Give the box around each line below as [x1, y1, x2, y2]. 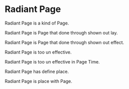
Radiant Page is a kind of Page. [5, 20, 69, 26]
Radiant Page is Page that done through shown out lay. [5, 29, 118, 35]
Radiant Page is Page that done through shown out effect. [5, 39, 124, 45]
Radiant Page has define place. [5, 68, 69, 74]
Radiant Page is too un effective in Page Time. [5, 58, 100, 64]
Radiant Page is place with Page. [5, 78, 72, 84]
